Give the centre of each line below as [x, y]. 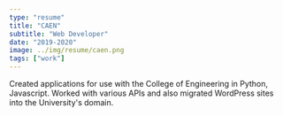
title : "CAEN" [35, 26]
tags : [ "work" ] [37, 58]
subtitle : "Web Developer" [59, 34]
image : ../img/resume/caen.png [67, 50]
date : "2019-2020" [43, 42]
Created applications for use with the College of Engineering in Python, [138, 84]
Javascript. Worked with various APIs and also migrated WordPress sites [141, 93]
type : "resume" [37, 17]
